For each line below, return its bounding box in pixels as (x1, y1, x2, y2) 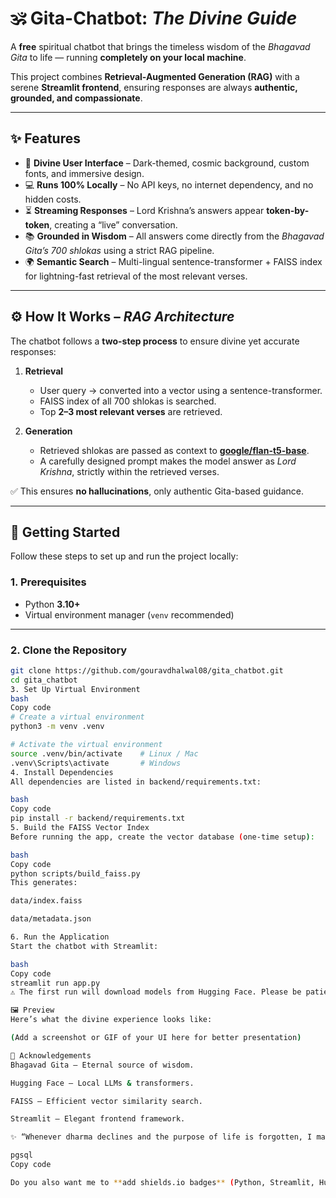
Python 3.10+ (24, 598, 81, 610)
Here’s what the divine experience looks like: (10, 1015, 213, 1025)
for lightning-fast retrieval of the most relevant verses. (24, 270, 248, 282)
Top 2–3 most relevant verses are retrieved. (39, 405, 223, 417)
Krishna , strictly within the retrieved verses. (39, 465, 220, 477)
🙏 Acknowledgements (10, 1050, 92, 1061)
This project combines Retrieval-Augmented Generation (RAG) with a (10, 70, 300, 82)
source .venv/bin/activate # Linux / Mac (10, 748, 199, 759)
